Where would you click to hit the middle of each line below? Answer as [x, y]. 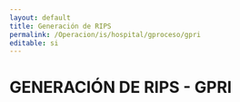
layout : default [40, 18]
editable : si [34, 43]
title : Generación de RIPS [60, 26]
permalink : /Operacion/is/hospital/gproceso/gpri [105, 34]
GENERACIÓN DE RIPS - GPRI [120, 88]
